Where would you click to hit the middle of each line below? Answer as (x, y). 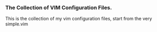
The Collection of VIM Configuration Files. (59, 8)
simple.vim (17, 24)
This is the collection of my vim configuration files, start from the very (79, 19)
